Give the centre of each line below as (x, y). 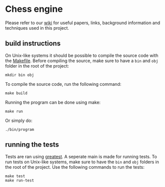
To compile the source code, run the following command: (63, 84)
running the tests (32, 145)
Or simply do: (19, 120)
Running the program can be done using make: (53, 102)
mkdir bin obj (20, 75)
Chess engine (34, 9)
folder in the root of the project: (37, 66)
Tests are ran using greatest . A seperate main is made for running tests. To (81, 156)
